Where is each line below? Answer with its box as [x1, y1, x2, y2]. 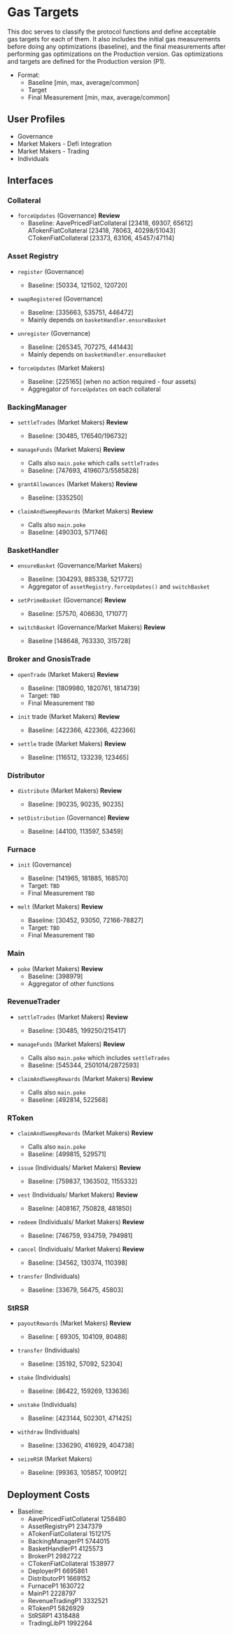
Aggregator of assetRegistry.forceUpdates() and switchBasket [27, 582, 210, 591]
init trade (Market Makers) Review [17, 712, 120, 720]
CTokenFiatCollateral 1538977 [27, 1560, 115, 1568]
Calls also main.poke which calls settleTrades [27, 459, 160, 467]
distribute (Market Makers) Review [17, 786, 122, 795]
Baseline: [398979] [27, 972, 83, 980]
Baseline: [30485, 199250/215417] [27, 1026, 127, 1034]
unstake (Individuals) [17, 1401, 77, 1409]
